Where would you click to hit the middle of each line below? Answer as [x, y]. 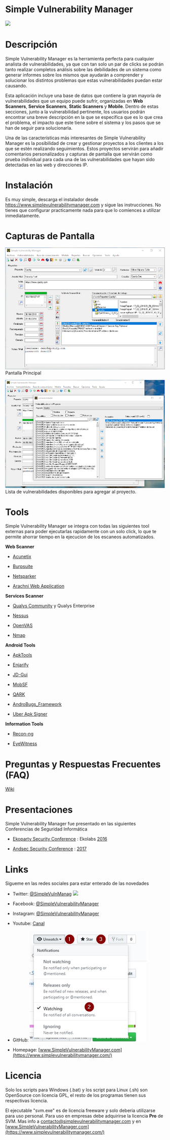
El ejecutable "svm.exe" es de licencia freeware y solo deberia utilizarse [80, 1111]
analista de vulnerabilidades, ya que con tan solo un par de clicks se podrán [84, 64]
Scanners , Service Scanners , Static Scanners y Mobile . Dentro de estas [82, 106]
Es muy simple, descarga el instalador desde [52, 199]
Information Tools [24, 724]
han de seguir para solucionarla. [39, 128]
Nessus [20, 615]
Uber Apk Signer [30, 714]
